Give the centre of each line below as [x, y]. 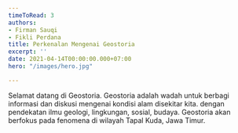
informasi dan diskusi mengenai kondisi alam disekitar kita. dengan [117, 103]
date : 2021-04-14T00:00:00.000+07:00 [70, 59]
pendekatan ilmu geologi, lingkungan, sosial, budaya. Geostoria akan [119, 112]
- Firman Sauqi [33, 30]
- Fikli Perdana [35, 37]
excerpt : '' [27, 52]
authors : [22, 23]
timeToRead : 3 [31, 15]
